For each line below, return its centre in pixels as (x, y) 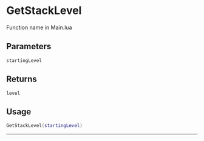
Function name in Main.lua (39, 27)
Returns (22, 79)
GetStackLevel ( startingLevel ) (45, 126)
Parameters (29, 46)
